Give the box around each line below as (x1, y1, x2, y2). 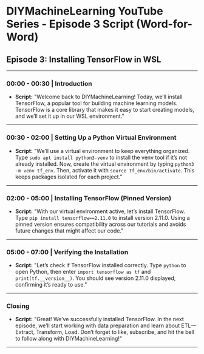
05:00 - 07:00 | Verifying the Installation (6, 248, 129, 256)
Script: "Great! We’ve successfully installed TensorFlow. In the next (15, 316, 184, 323)
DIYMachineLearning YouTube (6, 4, 163, 18)
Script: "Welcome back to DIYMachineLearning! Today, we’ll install (15, 93, 183, 101)
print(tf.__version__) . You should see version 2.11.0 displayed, (15, 274, 176, 282)
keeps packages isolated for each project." (15, 173, 123, 180)
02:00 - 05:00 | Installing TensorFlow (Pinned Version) (6, 194, 172, 202)
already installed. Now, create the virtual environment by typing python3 (15, 160, 194, 168)
